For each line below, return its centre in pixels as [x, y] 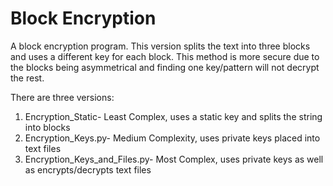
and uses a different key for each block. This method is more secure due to [165, 56]
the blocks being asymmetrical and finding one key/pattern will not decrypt [165, 67]
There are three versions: [62, 97]
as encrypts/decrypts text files [88, 169]
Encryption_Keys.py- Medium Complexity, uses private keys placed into [172, 138]
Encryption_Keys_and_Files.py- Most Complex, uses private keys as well [174, 159]
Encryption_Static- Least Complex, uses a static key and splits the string [173, 116]
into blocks [47, 127]
